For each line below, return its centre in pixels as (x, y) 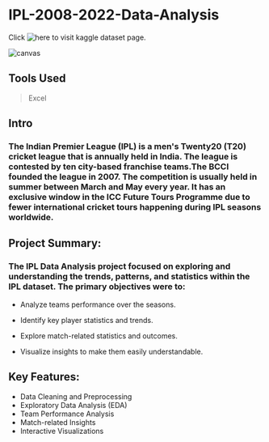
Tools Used (37, 79)
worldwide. (31, 218)
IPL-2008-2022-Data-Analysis (114, 15)
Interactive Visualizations (62, 431)
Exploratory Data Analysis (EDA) (74, 405)
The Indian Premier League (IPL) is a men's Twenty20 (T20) (127, 147)
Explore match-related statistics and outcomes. (99, 336)
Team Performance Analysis (67, 414)
